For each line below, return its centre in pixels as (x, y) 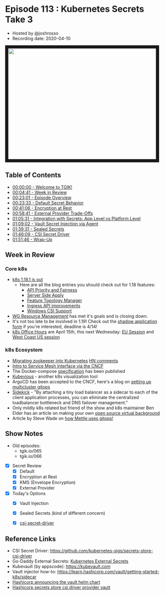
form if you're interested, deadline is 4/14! (55, 327)
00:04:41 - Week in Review (40, 192)
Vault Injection (34, 503)
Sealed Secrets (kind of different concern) (62, 513)
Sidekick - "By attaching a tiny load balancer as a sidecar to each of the (85, 392)
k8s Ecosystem (24, 350)
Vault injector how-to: (34, 571)
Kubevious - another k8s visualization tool (55, 376)
